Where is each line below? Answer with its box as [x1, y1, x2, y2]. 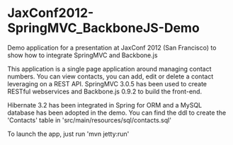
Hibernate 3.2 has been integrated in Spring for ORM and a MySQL [7, 100, 203, 109]
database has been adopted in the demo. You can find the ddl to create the [7, 108, 227, 117]
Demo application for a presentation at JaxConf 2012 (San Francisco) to [7, 43, 217, 52]
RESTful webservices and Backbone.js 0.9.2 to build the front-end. [7, 87, 203, 95]
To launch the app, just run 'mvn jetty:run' [7, 129, 130, 138]
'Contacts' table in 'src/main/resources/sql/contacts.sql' [7, 115, 172, 124]
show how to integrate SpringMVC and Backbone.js [7, 51, 158, 59]
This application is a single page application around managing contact [7, 64, 212, 73]
